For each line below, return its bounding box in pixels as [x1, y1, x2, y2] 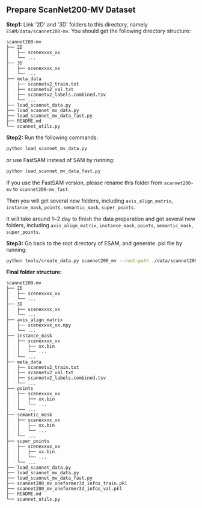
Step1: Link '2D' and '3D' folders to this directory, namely [6, 20, 148, 28]
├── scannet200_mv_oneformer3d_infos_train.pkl [6, 480, 128, 487]
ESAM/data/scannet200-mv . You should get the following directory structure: [6, 27, 191, 34]
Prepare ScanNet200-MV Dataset [6, 5, 136, 15]
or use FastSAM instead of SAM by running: [6, 156, 115, 163]
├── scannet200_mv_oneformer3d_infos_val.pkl [6, 486, 122, 492]
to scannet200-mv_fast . [13, 185, 70, 192]
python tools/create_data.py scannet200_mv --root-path [6, 257, 149, 264]
